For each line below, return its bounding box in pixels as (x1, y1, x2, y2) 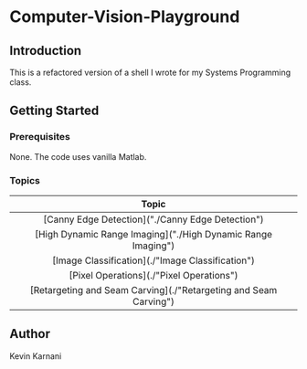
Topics (9, 174, 41, 186)
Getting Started (9, 103, 100, 119)
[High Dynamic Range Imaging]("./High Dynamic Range (35, 227, 272, 240)
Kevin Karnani (9, 350, 62, 362)
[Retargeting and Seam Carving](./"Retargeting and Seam (29, 283, 278, 296)
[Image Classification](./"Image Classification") (51, 254, 256, 267)
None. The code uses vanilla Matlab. (9, 151, 147, 162)
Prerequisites (9, 131, 70, 143)
